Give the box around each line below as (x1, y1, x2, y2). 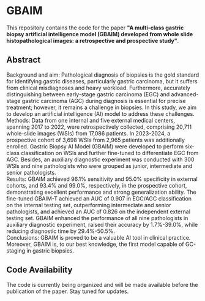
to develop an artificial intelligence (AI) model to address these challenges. (6, 110, 195, 117)
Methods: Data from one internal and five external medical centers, (6, 116, 176, 124)
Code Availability (6, 265, 73, 275)
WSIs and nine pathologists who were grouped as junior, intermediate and (6, 162, 193, 169)
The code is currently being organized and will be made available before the (6, 281, 198, 288)
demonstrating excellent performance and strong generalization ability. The (6, 188, 197, 196)
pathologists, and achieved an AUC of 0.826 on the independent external (6, 208, 191, 215)
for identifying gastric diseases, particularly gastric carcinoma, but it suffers (6, 77, 198, 85)
